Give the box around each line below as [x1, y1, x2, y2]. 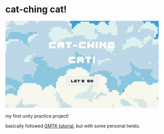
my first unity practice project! [5, 113, 69, 119]
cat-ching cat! [5, 4, 67, 15]
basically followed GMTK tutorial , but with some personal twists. [5, 123, 140, 129]
